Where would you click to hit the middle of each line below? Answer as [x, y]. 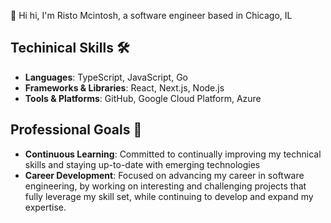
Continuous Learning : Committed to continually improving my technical [173, 154]
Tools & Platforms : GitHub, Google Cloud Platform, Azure [143, 98]
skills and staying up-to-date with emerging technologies [142, 164]
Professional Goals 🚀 [76, 130]
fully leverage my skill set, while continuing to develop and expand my [169, 196]
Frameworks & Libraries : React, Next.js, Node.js [124, 87]
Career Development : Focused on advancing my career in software [164, 175]
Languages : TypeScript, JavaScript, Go [106, 77]
